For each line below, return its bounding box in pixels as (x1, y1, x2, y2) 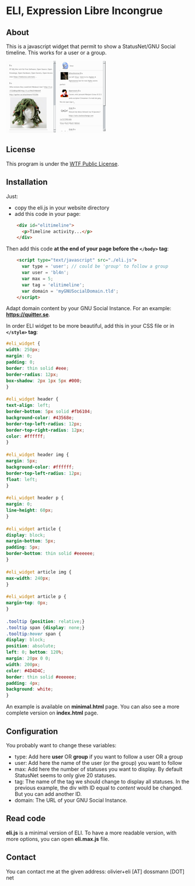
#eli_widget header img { (6, 452, 69, 458)
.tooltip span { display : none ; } (6, 624, 85, 630)
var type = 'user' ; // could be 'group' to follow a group (21, 263, 168, 270)
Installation (6, 177, 48, 187)
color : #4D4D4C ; (6, 668, 46, 674)
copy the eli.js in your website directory (14, 204, 110, 211)
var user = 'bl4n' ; (21, 270, 69, 276)
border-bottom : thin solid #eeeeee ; (6, 551, 95, 557)
